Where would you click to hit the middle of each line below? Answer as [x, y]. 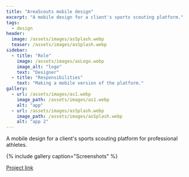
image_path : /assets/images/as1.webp [63, 99]
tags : [13, 22]
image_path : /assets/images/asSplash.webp [70, 116]
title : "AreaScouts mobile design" [50, 12]
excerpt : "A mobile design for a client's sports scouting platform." [95, 17]
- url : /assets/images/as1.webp [51, 94]
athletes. [17, 145]
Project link [20, 168]
